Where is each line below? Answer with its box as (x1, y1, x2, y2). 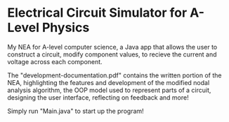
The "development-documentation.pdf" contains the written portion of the (7, 71, 222, 79)
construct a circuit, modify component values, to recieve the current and (7, 50, 217, 59)
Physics (41, 20, 90, 36)
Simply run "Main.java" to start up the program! (7, 107, 144, 115)
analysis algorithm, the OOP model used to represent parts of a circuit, (7, 86, 211, 94)
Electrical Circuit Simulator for (7, 5, 188, 21)
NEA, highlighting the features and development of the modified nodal (7, 78, 210, 86)
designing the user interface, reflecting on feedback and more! (7, 93, 189, 102)
